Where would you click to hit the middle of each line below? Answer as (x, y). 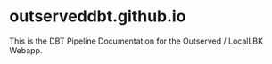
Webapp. (26, 50)
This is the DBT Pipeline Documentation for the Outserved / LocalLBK (136, 41)
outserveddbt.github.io (98, 16)
